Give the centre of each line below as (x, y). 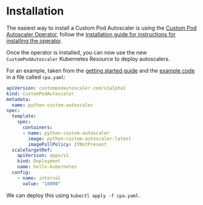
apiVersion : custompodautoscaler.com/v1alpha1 (66, 88)
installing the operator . (34, 41)
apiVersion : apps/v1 (43, 155)
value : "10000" (42, 184)
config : (22, 173)
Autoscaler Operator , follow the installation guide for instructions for (91, 34)
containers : (37, 128)
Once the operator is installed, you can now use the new (77, 52)
